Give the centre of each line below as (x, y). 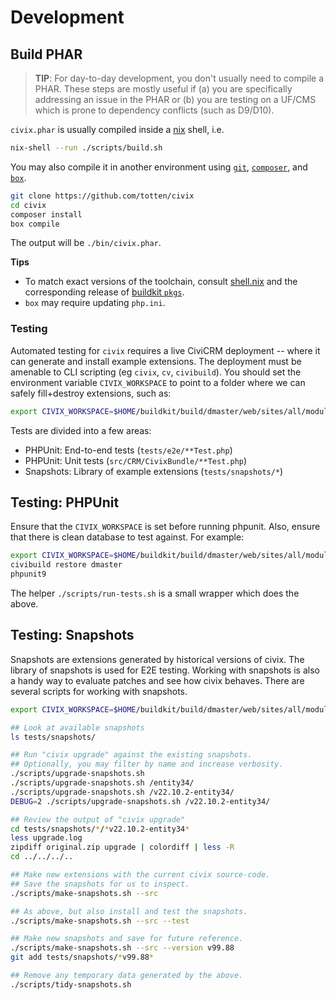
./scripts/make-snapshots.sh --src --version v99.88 (122, 948)
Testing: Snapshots (72, 635)
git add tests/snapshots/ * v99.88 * (82, 957)
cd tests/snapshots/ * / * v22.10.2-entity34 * (100, 829)
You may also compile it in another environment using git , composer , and (159, 167)
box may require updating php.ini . (95, 303)
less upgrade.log (46, 838)
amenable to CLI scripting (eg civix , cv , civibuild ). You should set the (156, 372)
